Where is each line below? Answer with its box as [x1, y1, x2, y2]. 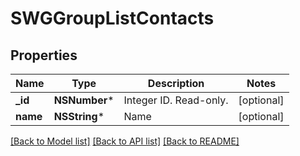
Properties [10, 47, 78, 64]
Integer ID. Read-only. [123, 93, 229, 107]
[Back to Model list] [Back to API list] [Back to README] [10, 135, 240, 147]
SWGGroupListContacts [10, 7, 215, 30]
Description [147, 77, 205, 90]
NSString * [53, 110, 105, 123]
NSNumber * [53, 93, 115, 107]
